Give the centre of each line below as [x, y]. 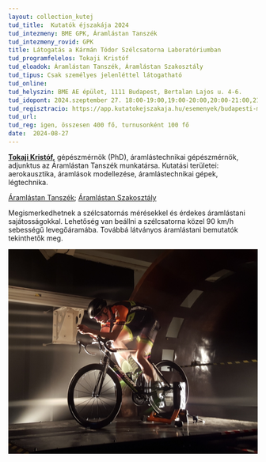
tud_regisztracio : [38, 108]
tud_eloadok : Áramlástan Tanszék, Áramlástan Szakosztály [106, 67]
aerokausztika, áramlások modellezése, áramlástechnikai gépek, [113, 173]
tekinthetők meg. [36, 238]
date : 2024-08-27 [38, 134]
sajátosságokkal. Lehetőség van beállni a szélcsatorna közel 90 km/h [121, 221]
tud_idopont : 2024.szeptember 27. [65, 100]
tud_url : [23, 117]
